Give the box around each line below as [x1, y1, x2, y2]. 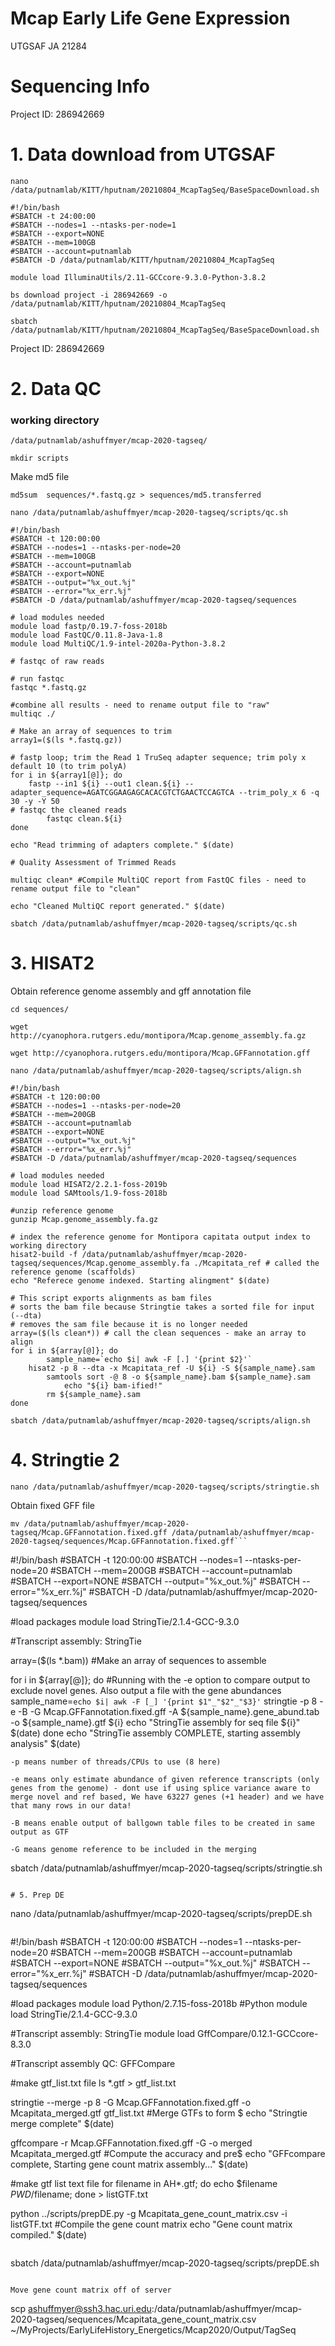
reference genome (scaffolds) [10, 1267, 137, 1277]
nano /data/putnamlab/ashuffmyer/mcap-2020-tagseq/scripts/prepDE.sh [10, 1908, 313, 1920]
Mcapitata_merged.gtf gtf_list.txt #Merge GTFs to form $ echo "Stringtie [10, 2107, 308, 2119]
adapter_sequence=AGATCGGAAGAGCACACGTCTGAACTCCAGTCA [10, 788, 235, 798]
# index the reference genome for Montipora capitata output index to [10, 1232, 311, 1242]
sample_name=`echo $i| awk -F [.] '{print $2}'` [46, 1355, 253, 1365]
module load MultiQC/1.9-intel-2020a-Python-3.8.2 [10, 639, 226, 649]
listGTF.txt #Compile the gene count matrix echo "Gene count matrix [10, 2218, 293, 2231]
